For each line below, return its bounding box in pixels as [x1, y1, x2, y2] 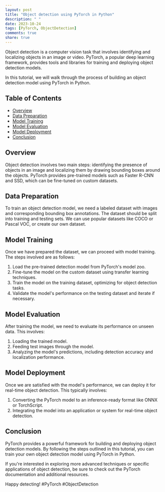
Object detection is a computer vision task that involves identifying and [5, 48, 151, 55]
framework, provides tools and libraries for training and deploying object [5, 59, 154, 65]
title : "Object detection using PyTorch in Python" [5, 12, 114, 17]
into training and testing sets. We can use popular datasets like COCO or [5, 216, 154, 222]
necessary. [12, 295, 35, 302]
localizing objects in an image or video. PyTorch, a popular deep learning [5, 54, 155, 60]
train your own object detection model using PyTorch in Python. [5, 451, 136, 457]
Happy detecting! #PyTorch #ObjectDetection [5, 481, 98, 487]
